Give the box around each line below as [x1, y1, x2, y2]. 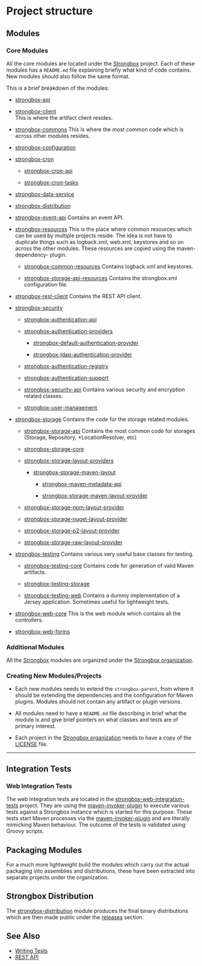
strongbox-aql [14, 96, 50, 103]
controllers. [14, 616, 44, 623]
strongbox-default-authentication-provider [32, 339, 139, 346]
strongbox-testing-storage [23, 580, 90, 587]
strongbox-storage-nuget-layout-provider [23, 515, 127, 522]
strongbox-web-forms [14, 628, 70, 635]
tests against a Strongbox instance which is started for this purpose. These [6, 808, 192, 815]
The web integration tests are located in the [6, 796, 114, 803]
